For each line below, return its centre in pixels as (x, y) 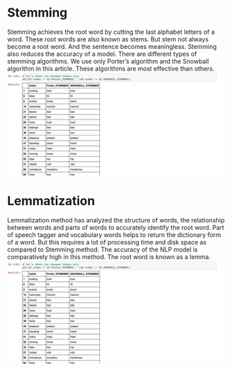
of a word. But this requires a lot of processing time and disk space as (107, 242)
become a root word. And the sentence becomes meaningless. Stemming (112, 46)
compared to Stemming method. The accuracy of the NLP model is (102, 249)
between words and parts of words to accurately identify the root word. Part (116, 228)
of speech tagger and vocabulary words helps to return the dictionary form (114, 235)
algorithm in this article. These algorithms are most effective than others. (111, 68)
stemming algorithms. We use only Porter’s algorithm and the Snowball (108, 61)
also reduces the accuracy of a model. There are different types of (102, 54)
